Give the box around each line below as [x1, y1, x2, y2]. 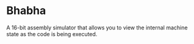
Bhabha [6, 4, 46, 18]
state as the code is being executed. [6, 30, 98, 37]
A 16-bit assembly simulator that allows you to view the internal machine [6, 24, 188, 31]
